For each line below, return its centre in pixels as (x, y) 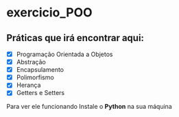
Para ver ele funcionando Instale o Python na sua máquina (89, 107)
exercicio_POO (50, 13)
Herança (28, 85)
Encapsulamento (40, 70)
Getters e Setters (40, 93)
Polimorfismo (35, 77)
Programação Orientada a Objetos (64, 54)
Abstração (31, 62)
